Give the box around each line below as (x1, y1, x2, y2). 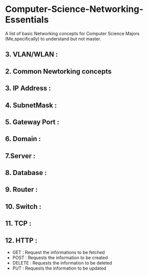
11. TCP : (5, 219, 31, 228)
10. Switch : (5, 202, 42, 211)
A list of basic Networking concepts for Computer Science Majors (5, 30, 140, 36)
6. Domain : (5, 135, 41, 143)
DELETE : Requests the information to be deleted (12, 260, 113, 266)
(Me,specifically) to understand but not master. (5, 36, 101, 42)
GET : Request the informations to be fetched (12, 250, 105, 256)
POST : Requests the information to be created (12, 255, 108, 261)
